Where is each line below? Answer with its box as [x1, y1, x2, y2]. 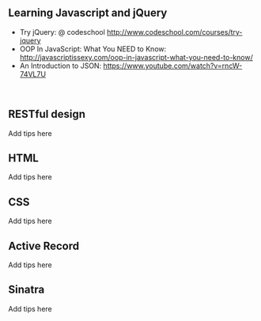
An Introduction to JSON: [19, 61, 102, 70]
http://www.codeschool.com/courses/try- [106, 27, 243, 36]
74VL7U [19, 69, 46, 78]
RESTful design [8, 108, 85, 121]
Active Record [8, 239, 80, 252]
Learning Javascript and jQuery [8, 6, 168, 20]
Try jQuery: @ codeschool [19, 27, 105, 36]
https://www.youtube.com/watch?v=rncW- [103, 61, 243, 70]
